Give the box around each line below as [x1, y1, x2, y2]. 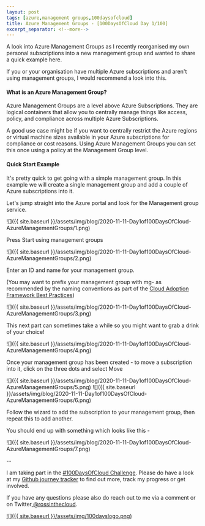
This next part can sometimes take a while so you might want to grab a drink [6, 322, 199, 329]
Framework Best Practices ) [6, 291, 75, 298]
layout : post [6, 9, 40, 15]
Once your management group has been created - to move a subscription [6, 358, 193, 366]
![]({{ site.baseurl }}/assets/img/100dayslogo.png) [6, 512, 132, 519]
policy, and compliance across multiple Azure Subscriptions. [6, 115, 159, 123]
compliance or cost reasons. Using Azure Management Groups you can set [6, 140, 196, 147]
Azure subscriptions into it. [6, 187, 75, 195]
